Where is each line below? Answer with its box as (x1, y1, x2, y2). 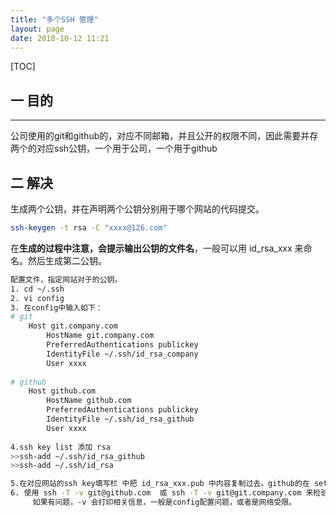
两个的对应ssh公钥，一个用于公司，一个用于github (10, 142, 218, 155)
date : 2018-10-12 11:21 (10, 33, 110, 43)
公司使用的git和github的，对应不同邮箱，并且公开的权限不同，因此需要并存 (10, 130, 319, 142)
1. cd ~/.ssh (10, 284, 65, 294)
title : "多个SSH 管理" (10, 14, 99, 25)
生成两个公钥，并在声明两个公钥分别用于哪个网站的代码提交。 (10, 203, 265, 215)
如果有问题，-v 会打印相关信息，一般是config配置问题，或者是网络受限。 (32, 497, 297, 507)
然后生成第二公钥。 (27, 254, 107, 266)
